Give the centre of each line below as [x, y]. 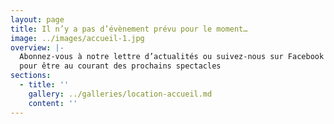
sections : [31, 76]
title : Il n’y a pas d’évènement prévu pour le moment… [129, 29]
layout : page [37, 19]
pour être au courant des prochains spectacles [120, 66]
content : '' [53, 103]
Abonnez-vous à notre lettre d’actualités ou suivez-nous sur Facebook [172, 57]
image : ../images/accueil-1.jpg [77, 38]
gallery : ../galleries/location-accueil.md [120, 94]
